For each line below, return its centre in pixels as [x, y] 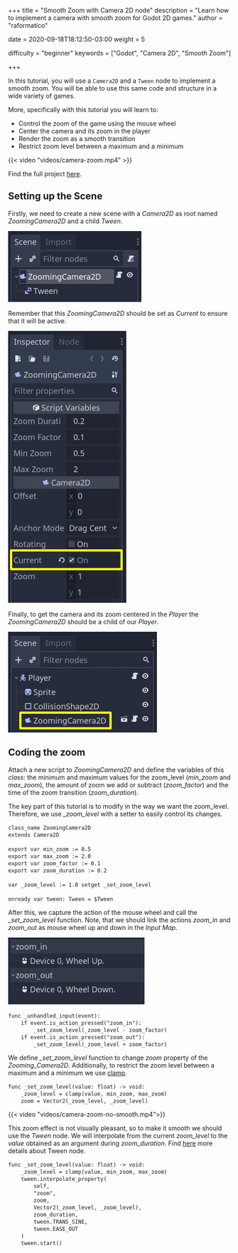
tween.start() [42, 1243]
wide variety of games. [42, 96]
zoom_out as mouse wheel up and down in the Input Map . [93, 927]
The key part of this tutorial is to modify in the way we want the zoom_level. [119, 806]
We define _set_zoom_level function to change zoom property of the [108, 1058]
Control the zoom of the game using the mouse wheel [97, 123]
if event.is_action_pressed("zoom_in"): [81, 1023]
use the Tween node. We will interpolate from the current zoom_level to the [118, 1135]
